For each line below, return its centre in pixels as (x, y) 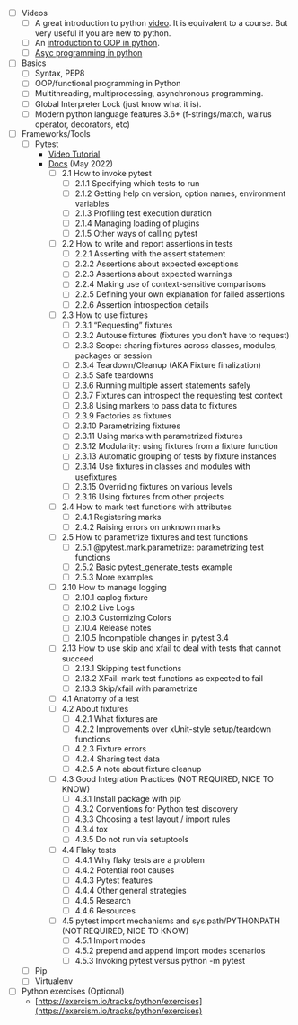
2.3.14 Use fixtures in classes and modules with (162, 466)
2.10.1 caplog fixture (112, 598)
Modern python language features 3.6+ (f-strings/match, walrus (153, 114)
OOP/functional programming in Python (108, 84)
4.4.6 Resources (105, 910)
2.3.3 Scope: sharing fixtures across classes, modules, (176, 345)
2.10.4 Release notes (113, 628)
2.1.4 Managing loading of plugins (137, 223)
